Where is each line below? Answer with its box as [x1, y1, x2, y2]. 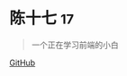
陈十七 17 [9, 8, 75, 29]
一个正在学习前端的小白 [31, 39, 119, 50]
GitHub [9, 57, 36, 68]
